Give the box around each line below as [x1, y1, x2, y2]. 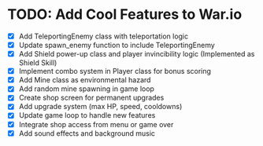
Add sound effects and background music [18, 128, 155, 138]
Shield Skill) [18, 58, 57, 68]
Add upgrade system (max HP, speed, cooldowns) [18, 102, 183, 111]
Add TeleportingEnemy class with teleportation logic [18, 31, 189, 41]
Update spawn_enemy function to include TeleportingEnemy [18, 41, 216, 49]
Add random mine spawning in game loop [18, 84, 155, 93]
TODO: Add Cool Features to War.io [7, 5, 243, 24]
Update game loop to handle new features [18, 111, 156, 120]
